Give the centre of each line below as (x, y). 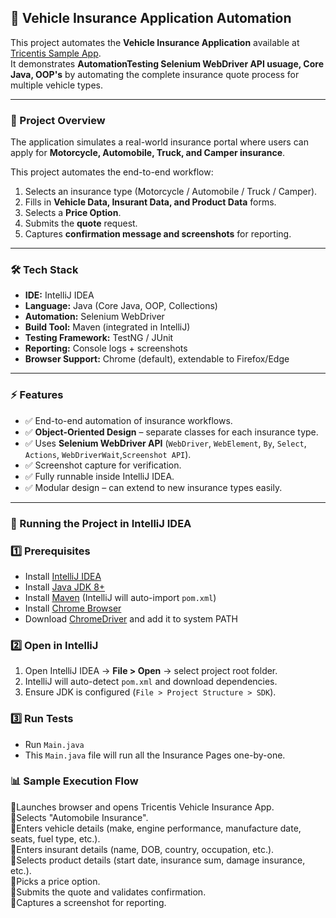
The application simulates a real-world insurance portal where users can (159, 142)
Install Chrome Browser (73, 608)
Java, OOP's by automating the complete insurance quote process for (155, 74)
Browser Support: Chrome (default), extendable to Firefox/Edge (157, 359)
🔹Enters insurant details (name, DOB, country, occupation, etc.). (142, 849)
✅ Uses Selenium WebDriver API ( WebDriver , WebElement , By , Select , (165, 443)
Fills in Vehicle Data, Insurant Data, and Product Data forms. (150, 202)
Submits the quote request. (81, 223)
